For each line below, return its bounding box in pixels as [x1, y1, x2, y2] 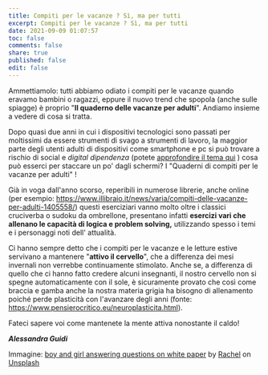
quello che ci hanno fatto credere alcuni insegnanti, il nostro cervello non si [8, 268, 257, 278]
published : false [8, 57, 67, 65]
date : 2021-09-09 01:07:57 [8, 26, 99, 34]
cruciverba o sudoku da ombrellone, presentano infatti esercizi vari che [8, 210, 246, 220]
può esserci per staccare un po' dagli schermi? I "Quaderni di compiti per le [8, 161, 258, 171]
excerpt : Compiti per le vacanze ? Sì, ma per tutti [8, 19, 189, 27]
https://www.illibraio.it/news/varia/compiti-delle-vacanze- [55, 193, 248, 203]
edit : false [8, 64, 48, 72]
